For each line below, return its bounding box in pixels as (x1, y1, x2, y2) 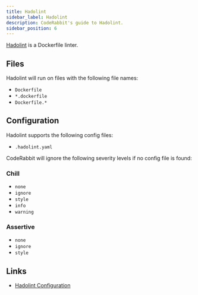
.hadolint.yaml (14, 144, 53, 150)
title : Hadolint (6, 8, 46, 15)
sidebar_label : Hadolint (6, 14, 68, 20)
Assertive (6, 223, 35, 231)
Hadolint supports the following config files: (6, 131, 114, 138)
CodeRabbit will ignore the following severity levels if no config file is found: (6, 154, 192, 161)
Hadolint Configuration (14, 282, 71, 289)
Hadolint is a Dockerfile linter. (6, 42, 78, 49)
